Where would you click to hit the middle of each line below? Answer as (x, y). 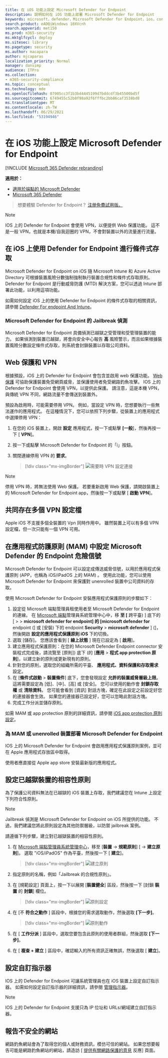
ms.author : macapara (27, 52)
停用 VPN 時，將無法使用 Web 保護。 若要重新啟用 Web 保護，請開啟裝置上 (82, 486)
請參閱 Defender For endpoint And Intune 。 (50, 307)
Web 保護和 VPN (31, 362)
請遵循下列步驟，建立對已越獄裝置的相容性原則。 (55, 836)
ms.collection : (21, 75)
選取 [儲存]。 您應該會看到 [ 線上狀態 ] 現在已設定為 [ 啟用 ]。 (75, 640)
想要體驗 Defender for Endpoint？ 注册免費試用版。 (70, 205)
